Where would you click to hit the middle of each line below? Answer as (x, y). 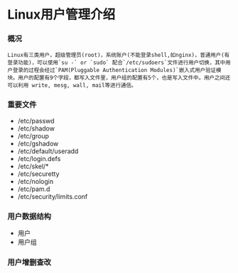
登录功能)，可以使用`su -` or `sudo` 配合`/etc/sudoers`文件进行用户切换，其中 (117, 63)
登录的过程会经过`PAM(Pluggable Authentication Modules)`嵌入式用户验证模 (117, 71)
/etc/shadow (36, 128)
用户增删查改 (29, 262)
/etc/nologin (36, 181)
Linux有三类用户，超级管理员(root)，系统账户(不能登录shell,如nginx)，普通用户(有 (119, 55)
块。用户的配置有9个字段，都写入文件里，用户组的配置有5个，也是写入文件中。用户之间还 (119, 78)
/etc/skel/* (33, 166)
